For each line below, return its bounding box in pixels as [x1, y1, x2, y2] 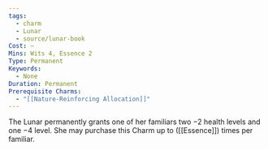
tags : [8, 11, 27, 20]
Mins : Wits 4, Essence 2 [8, 49, 93, 58]
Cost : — [8, 42, 35, 50]
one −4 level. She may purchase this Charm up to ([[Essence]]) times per [8, 126, 253, 135]
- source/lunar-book [15, 34, 85, 43]
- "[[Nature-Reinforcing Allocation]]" [15, 95, 151, 103]
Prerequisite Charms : [8, 87, 82, 96]
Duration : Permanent [8, 79, 79, 88]
